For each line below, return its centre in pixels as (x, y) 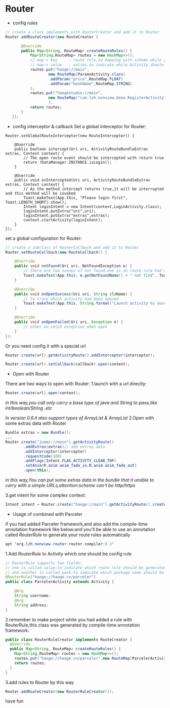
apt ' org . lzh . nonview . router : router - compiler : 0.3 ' (60, 544)
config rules (25, 23)
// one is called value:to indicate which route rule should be (74, 568)
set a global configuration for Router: (44, 238)
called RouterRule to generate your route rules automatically (68, 535)
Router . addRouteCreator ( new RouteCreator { (52, 37)
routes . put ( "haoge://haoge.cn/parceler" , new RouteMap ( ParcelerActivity (91, 659)
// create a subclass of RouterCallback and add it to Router (72, 247)
